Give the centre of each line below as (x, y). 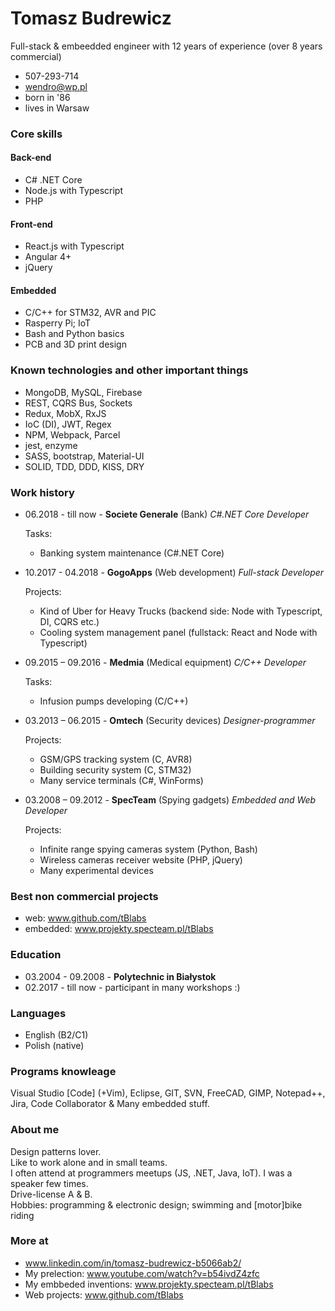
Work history (42, 492)
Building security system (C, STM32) (115, 770)
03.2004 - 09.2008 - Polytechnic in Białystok (120, 976)
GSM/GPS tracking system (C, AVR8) (116, 759)
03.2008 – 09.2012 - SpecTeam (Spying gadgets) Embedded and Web (170, 800)
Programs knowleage (63, 1071)
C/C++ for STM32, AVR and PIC (90, 313)
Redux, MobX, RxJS (65, 413)
